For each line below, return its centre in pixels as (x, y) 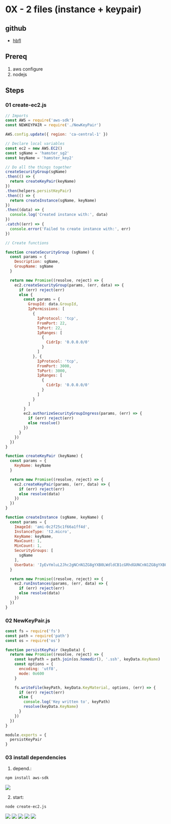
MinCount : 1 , (28, 546)
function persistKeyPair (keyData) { (45, 650)
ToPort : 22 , (50, 328)
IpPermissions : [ (46, 309)
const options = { (34, 664)
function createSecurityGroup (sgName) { (50, 252)
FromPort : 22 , (52, 323)
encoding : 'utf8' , (38, 669)
